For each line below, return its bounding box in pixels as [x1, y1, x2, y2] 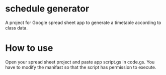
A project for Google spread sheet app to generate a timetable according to [5, 19, 161, 25]
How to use [5, 42, 53, 54]
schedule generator [5, 3, 90, 14]
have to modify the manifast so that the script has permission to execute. [5, 64, 156, 70]
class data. [5, 24, 28, 30]
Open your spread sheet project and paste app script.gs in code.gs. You [5, 58, 155, 65]
